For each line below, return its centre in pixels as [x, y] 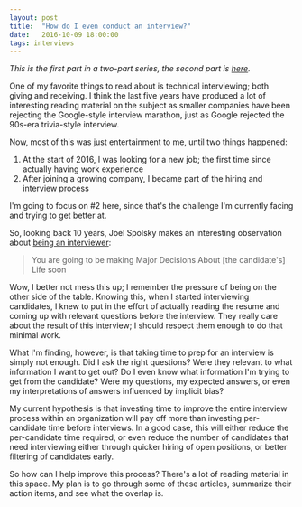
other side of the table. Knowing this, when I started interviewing [129, 297]
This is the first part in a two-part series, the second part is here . [130, 69]
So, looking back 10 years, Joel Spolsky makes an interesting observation [146, 233]
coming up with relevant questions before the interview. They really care [143, 316]
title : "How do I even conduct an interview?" [101, 26]
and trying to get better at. [58, 216]
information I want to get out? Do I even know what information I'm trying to [150, 372]
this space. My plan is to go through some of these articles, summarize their [151, 484]
